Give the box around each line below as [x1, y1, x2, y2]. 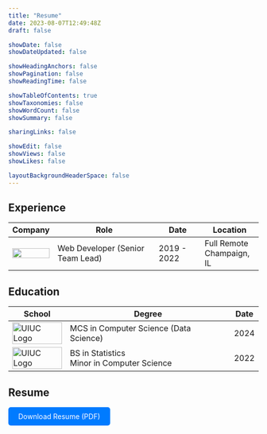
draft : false [8, 26, 52, 34]
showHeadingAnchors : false [8, 63, 98, 71]
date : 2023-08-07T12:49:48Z [8, 19, 102, 27]
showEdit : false [8, 142, 62, 151]
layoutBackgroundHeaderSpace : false [8, 172, 130, 180]
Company [12, 224, 50, 235]
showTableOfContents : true [8, 91, 98, 99]
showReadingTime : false [8, 77, 87, 85]
